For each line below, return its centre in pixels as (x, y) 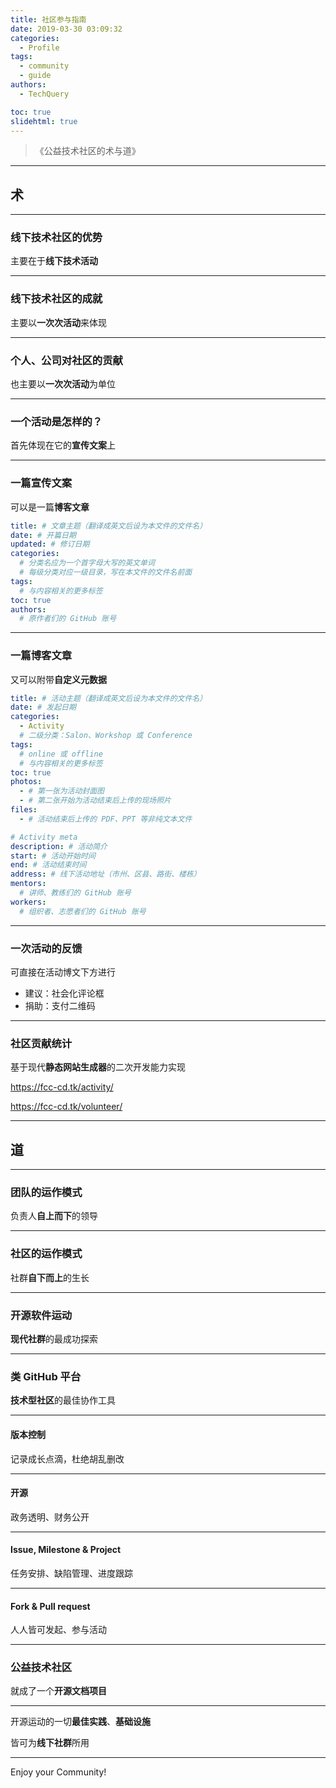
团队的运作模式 (46, 1193)
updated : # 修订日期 (50, 544)
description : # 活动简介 (59, 846)
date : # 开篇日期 (43, 535)
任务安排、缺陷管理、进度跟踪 (71, 1573)
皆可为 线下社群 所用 (50, 1743)
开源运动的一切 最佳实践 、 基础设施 (80, 1722)
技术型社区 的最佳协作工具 (63, 1400)
